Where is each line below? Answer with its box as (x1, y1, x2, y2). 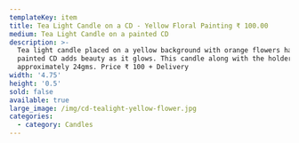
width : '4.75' (9, 71, 62, 80)
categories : (9, 112, 53, 121)
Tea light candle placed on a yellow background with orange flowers (17, 46, 280, 55)
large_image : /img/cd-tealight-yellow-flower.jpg (9, 104, 198, 113)
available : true (9, 95, 69, 105)
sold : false (9, 87, 53, 96)
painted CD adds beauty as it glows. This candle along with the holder (17, 54, 293, 63)
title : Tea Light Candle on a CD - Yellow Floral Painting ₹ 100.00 (9, 21, 269, 30)
